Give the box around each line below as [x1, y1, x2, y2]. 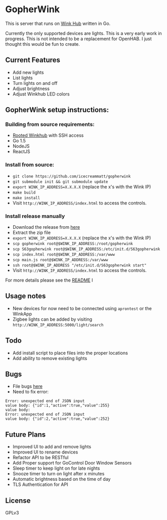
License [5, 496, 31, 505]
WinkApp [12, 311, 32, 317]
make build [12, 190, 36, 195]
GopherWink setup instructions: [5, 106, 109, 114]
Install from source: [5, 161, 55, 168]
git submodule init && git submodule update [12, 179, 108, 184]
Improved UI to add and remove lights [12, 444, 92, 450]
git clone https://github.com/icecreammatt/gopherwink [12, 174, 131, 179]
